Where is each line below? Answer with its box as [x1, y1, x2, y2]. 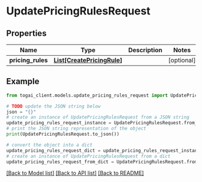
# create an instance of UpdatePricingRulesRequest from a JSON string [6, 114, 189, 121]
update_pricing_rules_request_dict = [6, 147, 101, 154]
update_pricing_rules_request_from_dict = [6, 159, 114, 165]
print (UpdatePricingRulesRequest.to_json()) [6, 131, 120, 138]
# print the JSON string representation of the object [6, 126, 147, 132]
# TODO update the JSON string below [6, 103, 101, 109]
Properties [6, 28, 47, 38]
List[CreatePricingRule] [54, 56, 123, 64]
